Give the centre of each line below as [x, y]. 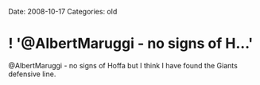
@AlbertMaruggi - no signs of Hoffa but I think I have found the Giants [123, 65]
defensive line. [32, 74]
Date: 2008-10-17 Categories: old [63, 12]
